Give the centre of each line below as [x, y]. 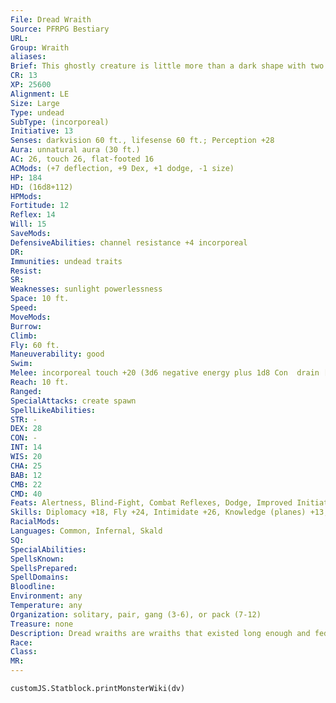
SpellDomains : [40, 577]
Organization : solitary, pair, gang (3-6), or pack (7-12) [136, 614]
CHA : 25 [26, 466]
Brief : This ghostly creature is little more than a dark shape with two [167, 66]
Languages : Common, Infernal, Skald [86, 531]
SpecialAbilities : [48, 549]
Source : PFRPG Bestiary [60, 29]
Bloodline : [33, 587]
